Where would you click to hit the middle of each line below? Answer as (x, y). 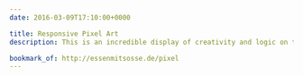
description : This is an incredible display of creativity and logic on (149, 42)
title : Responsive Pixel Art (64, 34)
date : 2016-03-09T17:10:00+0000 (70, 17)
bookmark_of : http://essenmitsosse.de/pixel (94, 58)
